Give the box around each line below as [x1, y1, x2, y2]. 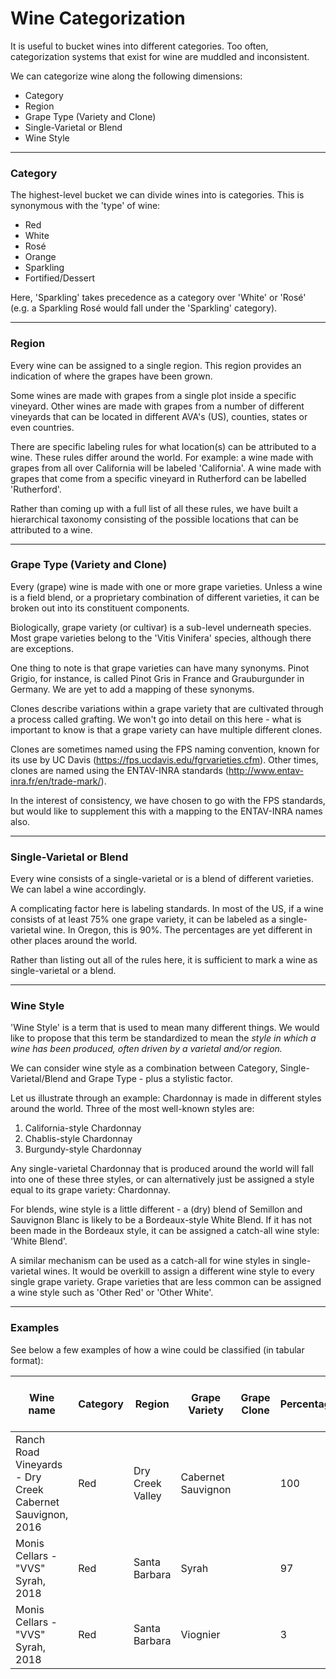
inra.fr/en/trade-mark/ [10, 775, 102, 787]
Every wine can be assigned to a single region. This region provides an [10, 359, 302, 371]
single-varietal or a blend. [10, 965, 117, 977]
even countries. [10, 421, 75, 433]
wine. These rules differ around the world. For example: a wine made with [10, 451, 314, 463]
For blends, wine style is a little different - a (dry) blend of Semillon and [10, 1203, 303, 1216]
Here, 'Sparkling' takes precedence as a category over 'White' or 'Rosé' [10, 292, 307, 304]
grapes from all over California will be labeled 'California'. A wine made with [10, 462, 322, 474]
